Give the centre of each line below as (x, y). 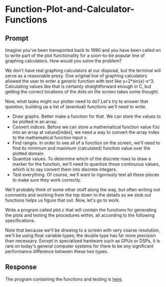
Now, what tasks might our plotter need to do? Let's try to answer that (77, 101)
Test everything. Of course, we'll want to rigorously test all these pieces (86, 175)
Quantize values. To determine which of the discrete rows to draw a (82, 159)
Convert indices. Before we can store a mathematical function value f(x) (86, 127)
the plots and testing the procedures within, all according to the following (80, 215)
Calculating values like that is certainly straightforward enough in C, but (78, 86)
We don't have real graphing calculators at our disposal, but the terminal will (83, 70)
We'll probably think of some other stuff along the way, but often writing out (83, 190)
